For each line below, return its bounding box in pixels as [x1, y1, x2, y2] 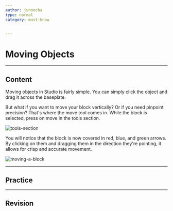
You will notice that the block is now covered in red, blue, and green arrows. [5, 135, 166, 142]
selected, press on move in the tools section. [5, 115, 100, 121]
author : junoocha [5, 7, 43, 13]
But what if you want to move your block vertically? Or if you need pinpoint [5, 104, 164, 111]
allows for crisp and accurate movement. [5, 146, 92, 152]
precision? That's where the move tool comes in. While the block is [5, 110, 148, 116]
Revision [5, 199, 34, 208]
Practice [5, 175, 33, 184]
